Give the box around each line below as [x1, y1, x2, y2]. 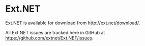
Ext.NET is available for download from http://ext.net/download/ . [5, 20, 140, 26]
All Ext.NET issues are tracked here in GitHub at [5, 29, 105, 35]
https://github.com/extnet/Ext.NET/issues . [5, 35, 94, 41]
